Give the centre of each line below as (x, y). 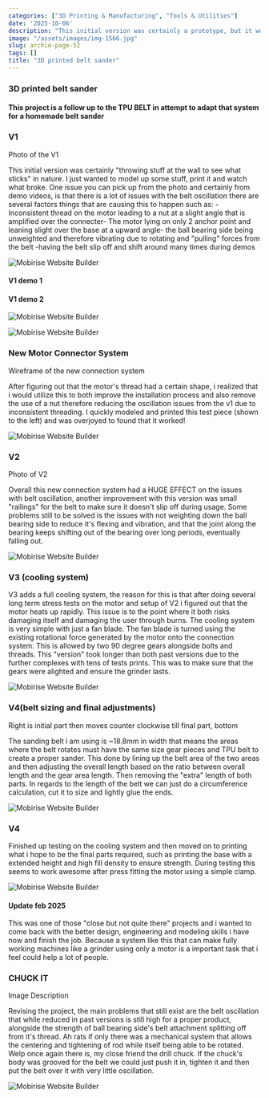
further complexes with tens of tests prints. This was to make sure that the (131, 663)
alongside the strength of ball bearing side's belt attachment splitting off (127, 1028)
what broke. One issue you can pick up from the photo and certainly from (129, 187)
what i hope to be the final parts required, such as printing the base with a (130, 854)
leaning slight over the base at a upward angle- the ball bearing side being (131, 230)
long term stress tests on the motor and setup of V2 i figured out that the (128, 604)
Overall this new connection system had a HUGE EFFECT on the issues (125, 490)
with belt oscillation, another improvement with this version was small (123, 498)
